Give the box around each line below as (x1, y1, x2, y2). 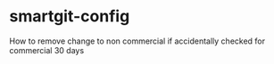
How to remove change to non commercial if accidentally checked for (9, 36, 266, 46)
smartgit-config (9, 6, 130, 27)
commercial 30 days (9, 44, 85, 55)
